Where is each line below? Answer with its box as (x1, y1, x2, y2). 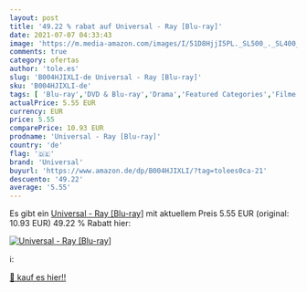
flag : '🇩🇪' (9, 149, 55, 158)
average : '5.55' (9, 183, 71, 193)
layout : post (9, 13, 59, 23)
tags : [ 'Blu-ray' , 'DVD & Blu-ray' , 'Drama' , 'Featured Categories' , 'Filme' (9, 89, 301, 99)
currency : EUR (9, 107, 64, 116)
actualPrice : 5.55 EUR (9, 98, 96, 108)
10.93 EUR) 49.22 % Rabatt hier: (9, 218, 131, 229)
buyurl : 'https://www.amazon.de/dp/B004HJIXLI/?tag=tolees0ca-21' (9, 166, 268, 175)
